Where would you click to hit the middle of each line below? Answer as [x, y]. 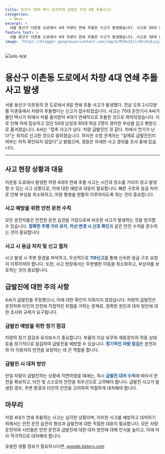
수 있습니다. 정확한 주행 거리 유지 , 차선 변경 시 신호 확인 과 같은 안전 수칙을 [75, 226]
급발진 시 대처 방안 [26, 364]
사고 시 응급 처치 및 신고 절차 [36, 246]
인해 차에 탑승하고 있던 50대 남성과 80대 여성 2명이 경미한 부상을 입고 [77, 123]
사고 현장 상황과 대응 [34, 169]
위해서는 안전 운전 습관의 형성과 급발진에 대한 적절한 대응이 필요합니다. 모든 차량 [82, 424]
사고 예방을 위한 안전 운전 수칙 [38, 208]
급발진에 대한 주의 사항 [37, 287]
